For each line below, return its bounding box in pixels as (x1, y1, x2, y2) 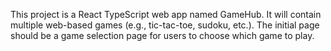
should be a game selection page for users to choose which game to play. (10, 30, 315, 41)
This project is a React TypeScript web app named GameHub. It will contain (10, 9, 322, 20)
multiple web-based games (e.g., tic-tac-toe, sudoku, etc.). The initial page (10, 19, 320, 31)
